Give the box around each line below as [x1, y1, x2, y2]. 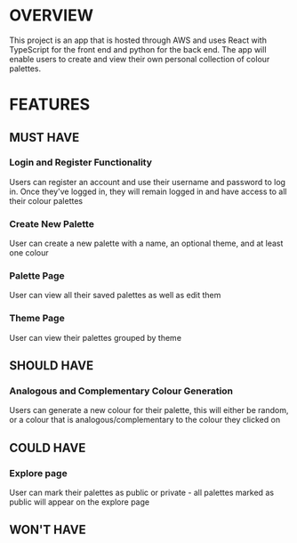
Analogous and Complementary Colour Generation [9, 385, 234, 397]
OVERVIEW [9, 5, 94, 26]
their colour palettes [9, 195, 83, 206]
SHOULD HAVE [9, 358, 94, 374]
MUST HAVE [9, 130, 80, 145]
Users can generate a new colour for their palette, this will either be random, [9, 405, 289, 416]
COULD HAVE [9, 440, 86, 455]
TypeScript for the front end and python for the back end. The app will [9, 44, 267, 54]
